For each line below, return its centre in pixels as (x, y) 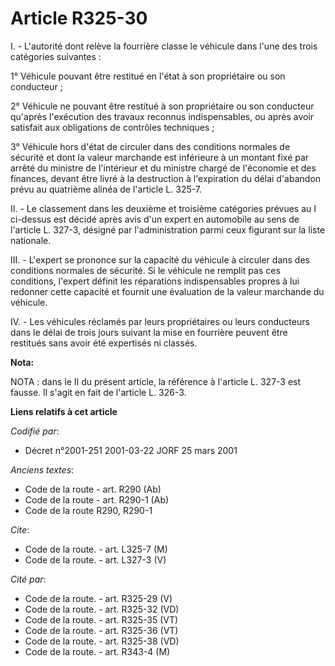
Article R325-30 (79, 18)
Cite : (20, 529)
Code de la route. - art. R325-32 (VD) (102, 609)
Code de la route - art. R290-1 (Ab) (97, 499)
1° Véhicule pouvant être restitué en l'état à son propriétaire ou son (148, 76)
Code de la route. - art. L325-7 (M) (96, 549)
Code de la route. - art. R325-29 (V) (98, 598)
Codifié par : (35, 431)
